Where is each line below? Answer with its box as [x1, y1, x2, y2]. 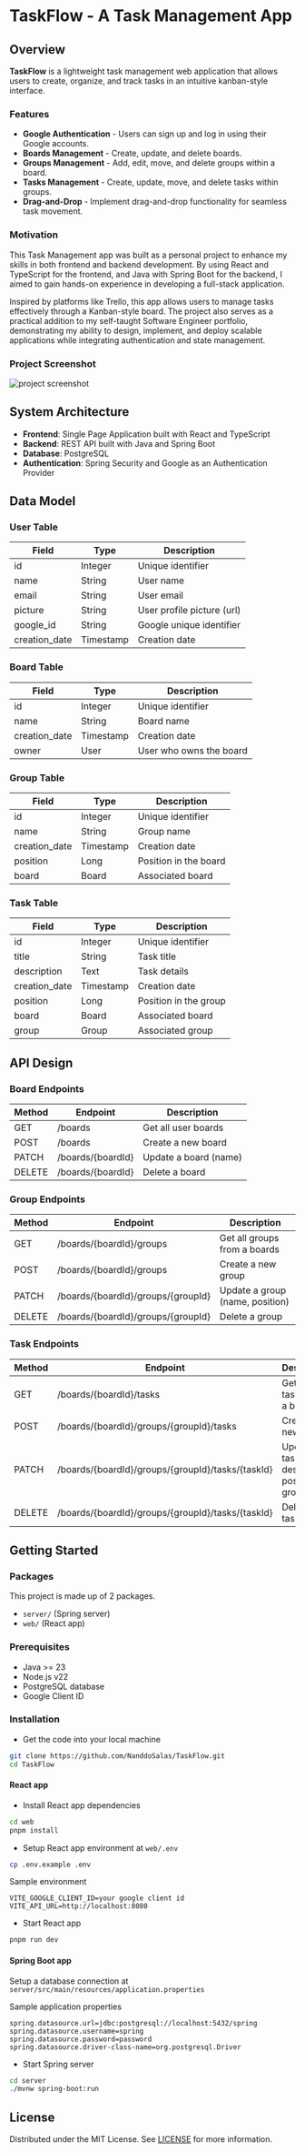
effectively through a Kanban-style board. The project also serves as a [9, 306, 274, 317]
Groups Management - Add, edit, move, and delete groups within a [22, 157, 275, 168]
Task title [137, 950, 177, 963]
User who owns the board [137, 743, 248, 756]
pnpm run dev [9, 1936, 59, 1945]
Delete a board [142, 1166, 206, 1178]
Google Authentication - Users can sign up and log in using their [22, 128, 268, 139]
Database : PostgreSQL [22, 448, 110, 459]
